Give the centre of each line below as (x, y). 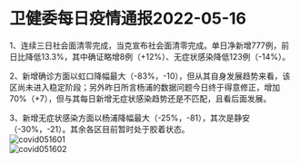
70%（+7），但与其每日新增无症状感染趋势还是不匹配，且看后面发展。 (140, 98)
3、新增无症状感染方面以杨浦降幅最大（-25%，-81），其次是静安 (130, 118)
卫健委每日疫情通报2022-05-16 (128, 19)
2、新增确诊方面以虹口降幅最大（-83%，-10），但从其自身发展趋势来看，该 (150, 76)
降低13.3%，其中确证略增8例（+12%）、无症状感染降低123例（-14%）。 (158, 56)
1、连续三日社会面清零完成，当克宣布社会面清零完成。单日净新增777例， (145, 45)
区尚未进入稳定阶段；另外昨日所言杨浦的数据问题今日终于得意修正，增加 (145, 87)
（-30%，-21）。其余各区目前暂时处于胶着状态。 (100, 129)
